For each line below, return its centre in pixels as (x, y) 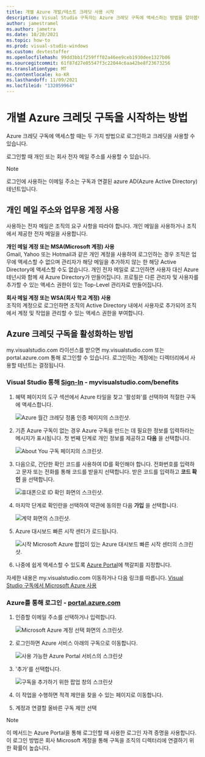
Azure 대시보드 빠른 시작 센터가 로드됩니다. (67, 531)
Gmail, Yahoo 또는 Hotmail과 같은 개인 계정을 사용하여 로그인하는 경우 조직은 (98, 254)
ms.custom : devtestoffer (38, 52)
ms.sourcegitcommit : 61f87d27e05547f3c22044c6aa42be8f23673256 (88, 63)
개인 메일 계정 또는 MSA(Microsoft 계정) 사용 (60, 246)
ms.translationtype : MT (37, 69)
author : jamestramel (33, 23)
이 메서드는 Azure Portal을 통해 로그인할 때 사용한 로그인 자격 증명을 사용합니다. (102, 733)
